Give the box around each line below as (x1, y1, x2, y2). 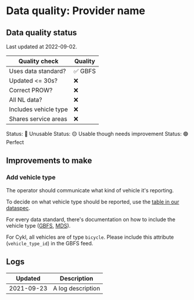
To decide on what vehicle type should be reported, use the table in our (6, 198, 179, 205)
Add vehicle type (6, 174, 56, 182)
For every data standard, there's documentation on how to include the (6, 216, 176, 223)
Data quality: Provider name (6, 4, 146, 18)
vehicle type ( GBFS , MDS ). (6, 222, 71, 229)
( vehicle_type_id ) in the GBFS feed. (6, 239, 93, 246)
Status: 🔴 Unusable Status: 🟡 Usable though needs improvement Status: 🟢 (6, 131, 189, 137)
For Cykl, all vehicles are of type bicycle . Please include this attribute (6, 234, 175, 241)
